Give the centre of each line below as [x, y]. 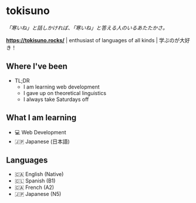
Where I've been [37, 67]
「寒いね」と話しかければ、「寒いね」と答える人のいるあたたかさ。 [87, 28]
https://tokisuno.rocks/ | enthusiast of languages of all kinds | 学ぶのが [93, 40]
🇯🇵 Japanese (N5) [38, 194]
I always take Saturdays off [56, 99]
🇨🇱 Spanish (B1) [35, 181]
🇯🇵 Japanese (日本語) [42, 141]
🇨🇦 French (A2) [34, 187]
